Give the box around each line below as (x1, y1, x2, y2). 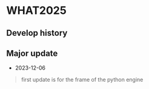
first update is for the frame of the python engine (21, 76, 144, 84)
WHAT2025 (6, 4, 67, 18)
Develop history (6, 28, 68, 38)
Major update (6, 48, 58, 58)
